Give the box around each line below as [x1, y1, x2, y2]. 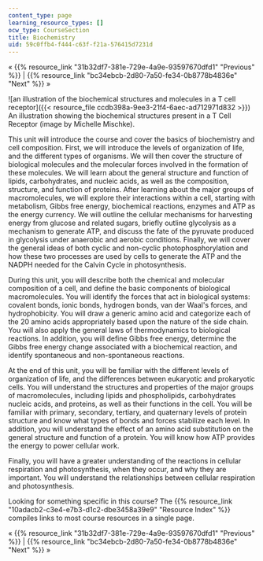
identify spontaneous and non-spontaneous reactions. [8, 351, 185, 360]
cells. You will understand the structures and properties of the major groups [8, 382, 254, 392]
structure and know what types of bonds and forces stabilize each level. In [8, 416, 250, 426]
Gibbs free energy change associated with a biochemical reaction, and [8, 342, 238, 352]
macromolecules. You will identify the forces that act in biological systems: [8, 292, 250, 301]
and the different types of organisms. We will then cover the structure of [8, 151, 243, 161]
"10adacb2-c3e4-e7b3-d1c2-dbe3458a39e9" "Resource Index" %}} [8, 505, 231, 515]
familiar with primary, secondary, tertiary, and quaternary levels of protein [8, 408, 247, 417]
